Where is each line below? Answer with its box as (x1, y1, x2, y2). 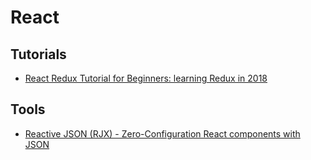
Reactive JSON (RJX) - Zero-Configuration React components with (24, 127, 301, 140)
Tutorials (10, 46, 67, 63)
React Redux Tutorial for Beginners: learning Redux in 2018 (24, 72, 268, 84)
